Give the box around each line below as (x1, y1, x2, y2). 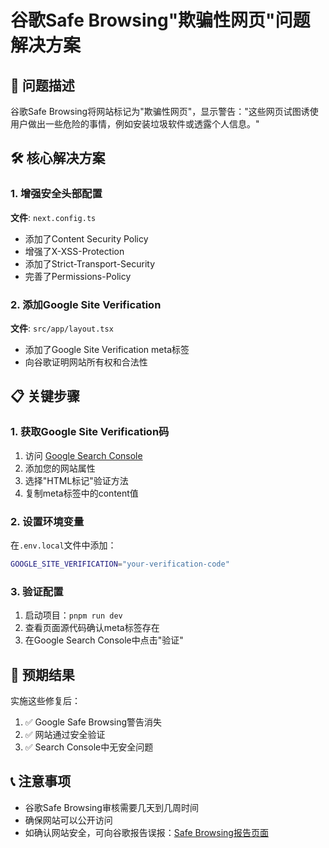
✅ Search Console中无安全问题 (24, 741, 154, 753)
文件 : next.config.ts (10, 211, 97, 223)
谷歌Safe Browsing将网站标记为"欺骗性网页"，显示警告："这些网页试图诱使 (10, 106, 319, 117)
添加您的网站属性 (24, 462, 96, 474)
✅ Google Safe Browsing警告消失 (24, 716, 163, 728)
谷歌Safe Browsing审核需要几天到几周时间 (24, 801, 199, 813)
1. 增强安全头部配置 (10, 187, 103, 201)
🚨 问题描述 (10, 77, 75, 94)
